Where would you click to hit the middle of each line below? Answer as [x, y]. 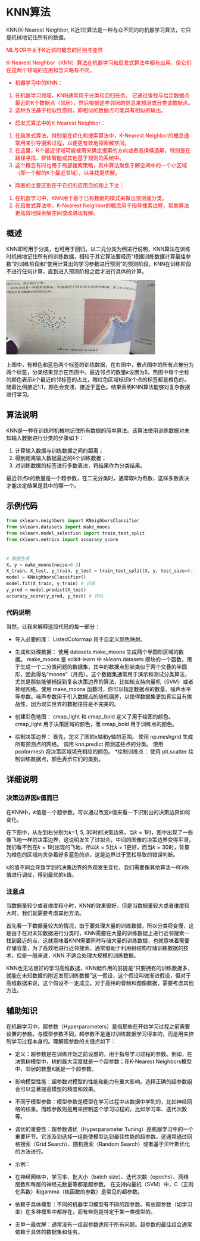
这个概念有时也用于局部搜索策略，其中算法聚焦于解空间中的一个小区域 [101, 165]
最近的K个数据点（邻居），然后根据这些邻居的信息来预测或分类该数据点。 [104, 102]
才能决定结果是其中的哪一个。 [43, 485]
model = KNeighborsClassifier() [46, 577]
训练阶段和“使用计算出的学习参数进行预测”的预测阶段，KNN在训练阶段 [105, 264]
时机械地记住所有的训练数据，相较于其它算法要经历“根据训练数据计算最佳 [96, 256]
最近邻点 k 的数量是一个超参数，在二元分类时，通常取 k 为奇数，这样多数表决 [98, 478]
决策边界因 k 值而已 [32, 798]
